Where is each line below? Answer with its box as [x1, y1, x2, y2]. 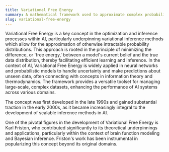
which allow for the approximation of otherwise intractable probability [5, 41, 149, 47]
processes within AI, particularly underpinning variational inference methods [5, 36, 163, 42]
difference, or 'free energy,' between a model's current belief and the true [5, 52, 158, 58]
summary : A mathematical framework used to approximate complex [5, 12, 143, 17]
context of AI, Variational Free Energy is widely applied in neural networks [5, 62, 158, 68]
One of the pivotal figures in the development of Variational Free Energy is [5, 119, 158, 126]
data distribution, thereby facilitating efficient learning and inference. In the [5, 57, 160, 63]
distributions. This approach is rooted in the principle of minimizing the [5, 46, 152, 53]
